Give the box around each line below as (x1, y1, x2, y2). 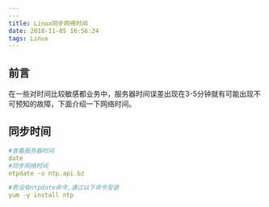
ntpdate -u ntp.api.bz (8, 169, 85, 177)
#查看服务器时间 (8, 147, 55, 155)
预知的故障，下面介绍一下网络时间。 (15, 99, 136, 109)
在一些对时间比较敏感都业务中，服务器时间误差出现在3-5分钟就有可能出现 (8, 89, 254, 99)
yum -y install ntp (8, 191, 74, 200)
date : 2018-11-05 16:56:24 (8, 27, 99, 35)
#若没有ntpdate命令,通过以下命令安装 (8, 184, 120, 192)
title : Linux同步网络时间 (8, 19, 89, 27)
